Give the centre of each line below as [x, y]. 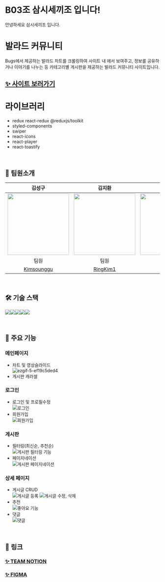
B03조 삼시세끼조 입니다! [53, 10]
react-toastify [26, 147]
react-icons [24, 137]
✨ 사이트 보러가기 [30, 84]
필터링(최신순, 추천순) [33, 446]
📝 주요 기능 [21, 338]
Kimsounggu [38, 269]
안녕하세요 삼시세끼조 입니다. [33, 25]
